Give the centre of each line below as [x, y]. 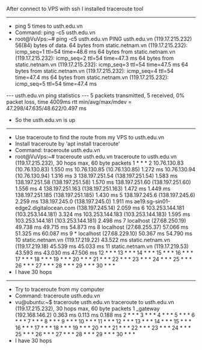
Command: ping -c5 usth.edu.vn [55, 32]
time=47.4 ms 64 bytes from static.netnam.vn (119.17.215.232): [92, 77]
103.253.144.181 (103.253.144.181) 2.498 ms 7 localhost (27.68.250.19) [100, 221]
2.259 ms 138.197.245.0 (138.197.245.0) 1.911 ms [74, 201]
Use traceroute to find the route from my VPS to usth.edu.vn [89, 137]
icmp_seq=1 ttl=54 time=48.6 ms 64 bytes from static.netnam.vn [95, 52]
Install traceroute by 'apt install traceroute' [67, 144]
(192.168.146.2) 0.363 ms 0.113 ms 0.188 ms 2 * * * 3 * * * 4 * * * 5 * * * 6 [105, 315]
